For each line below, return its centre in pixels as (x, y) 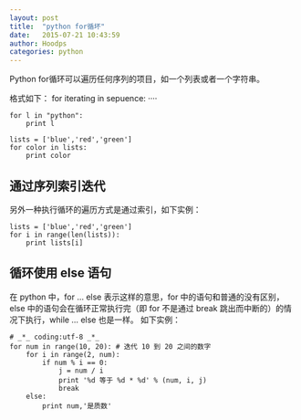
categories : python (47, 52)
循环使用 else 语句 (61, 273)
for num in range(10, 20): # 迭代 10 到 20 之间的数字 (110, 346)
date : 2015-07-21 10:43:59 (65, 35)
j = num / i (81, 371)
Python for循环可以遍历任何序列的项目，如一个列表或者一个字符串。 (137, 79)
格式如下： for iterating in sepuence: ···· (83, 99)
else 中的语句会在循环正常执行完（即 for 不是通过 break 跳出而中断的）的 (147, 308)
